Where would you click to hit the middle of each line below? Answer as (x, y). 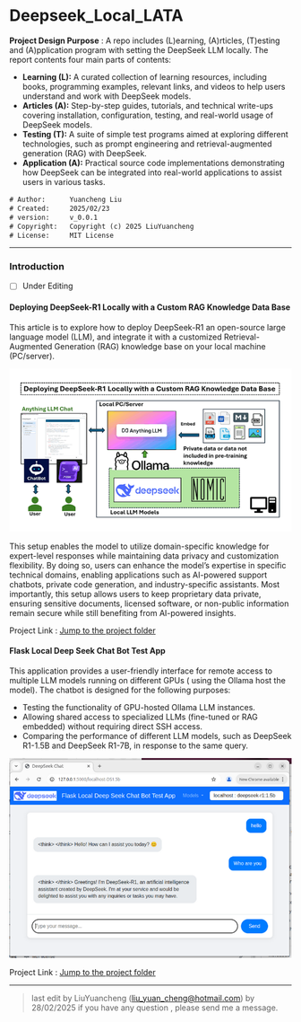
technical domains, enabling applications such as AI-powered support (138, 575)
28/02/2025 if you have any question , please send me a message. (155, 1008)
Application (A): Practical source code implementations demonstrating (153, 163)
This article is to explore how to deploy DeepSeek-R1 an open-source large (148, 327)
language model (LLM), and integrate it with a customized (116, 337)
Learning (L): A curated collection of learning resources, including (144, 76)
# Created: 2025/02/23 (60, 208)
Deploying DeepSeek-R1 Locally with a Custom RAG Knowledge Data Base (150, 307)
